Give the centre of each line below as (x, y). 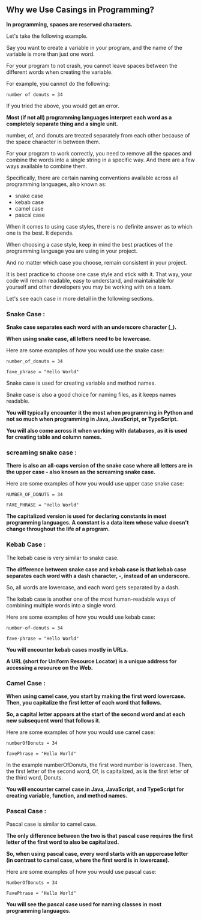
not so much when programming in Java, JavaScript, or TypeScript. (92, 419)
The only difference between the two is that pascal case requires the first (100, 836)
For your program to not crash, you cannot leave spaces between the (92, 65)
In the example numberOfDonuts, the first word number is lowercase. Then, (100, 765)
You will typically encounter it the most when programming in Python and (100, 413)
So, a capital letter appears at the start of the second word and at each (96, 714)
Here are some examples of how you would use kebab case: (81, 617)
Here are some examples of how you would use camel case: (81, 732)
